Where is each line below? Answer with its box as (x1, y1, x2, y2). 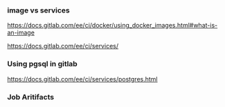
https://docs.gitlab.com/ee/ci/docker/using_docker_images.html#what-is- (7, 21, 218, 30)
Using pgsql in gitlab (7, 59, 78, 69)
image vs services (7, 6, 71, 15)
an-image (7, 28, 35, 37)
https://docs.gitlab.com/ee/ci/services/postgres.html (7, 75, 158, 83)
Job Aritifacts (7, 92, 54, 101)
